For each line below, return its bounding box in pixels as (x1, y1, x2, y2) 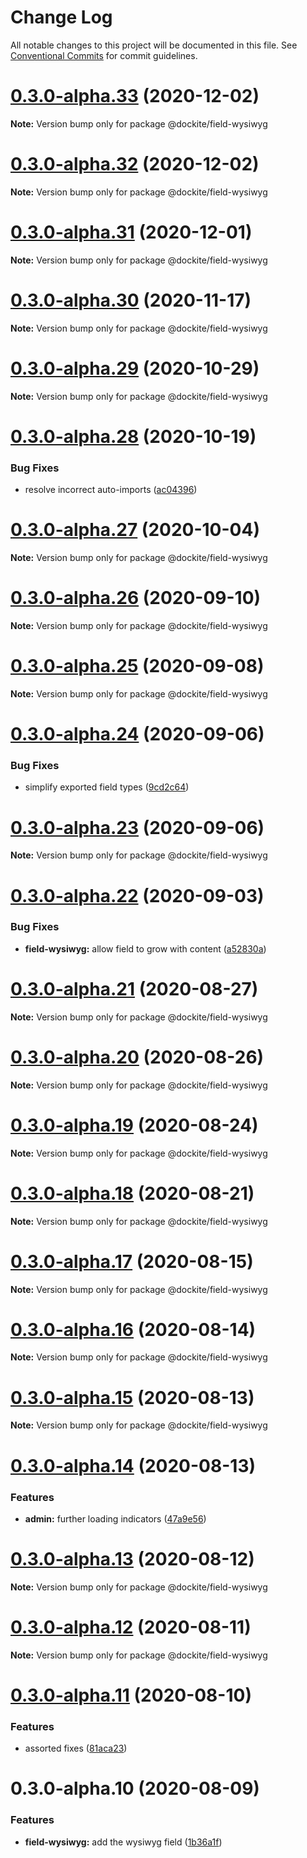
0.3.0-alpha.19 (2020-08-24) (10, 1114, 259, 1136)
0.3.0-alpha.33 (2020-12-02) (10, 85, 260, 108)
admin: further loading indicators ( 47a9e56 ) (24, 1512, 207, 1525)
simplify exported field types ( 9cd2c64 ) (24, 781, 190, 793)
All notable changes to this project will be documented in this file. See (10, 39, 298, 51)
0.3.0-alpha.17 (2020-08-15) (10, 1250, 254, 1273)
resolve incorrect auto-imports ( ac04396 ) (24, 484, 198, 496)
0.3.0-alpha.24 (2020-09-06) (10, 723, 265, 746)
